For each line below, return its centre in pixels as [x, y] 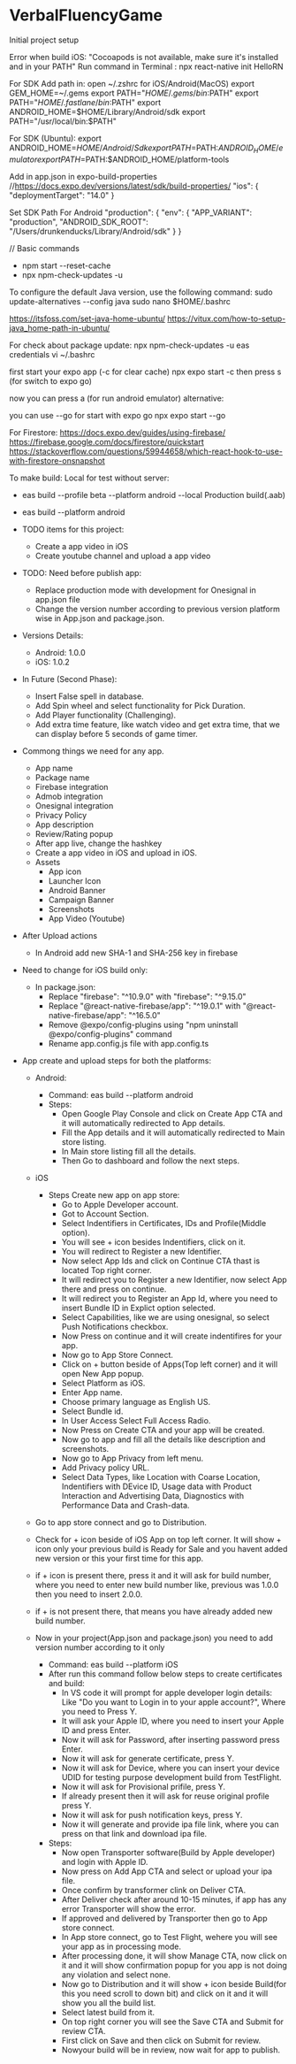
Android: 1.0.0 [60, 652]
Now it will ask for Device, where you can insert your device [171, 1768]
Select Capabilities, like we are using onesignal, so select [165, 1317]
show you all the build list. [109, 2003]
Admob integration [69, 796]
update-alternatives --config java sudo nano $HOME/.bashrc [120, 301]
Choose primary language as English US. [136, 1401]
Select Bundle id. [92, 1411]
